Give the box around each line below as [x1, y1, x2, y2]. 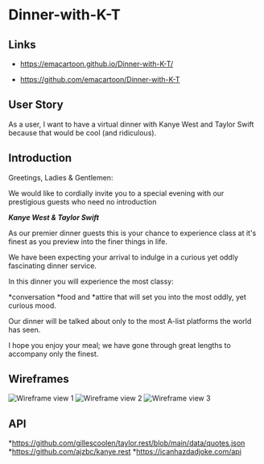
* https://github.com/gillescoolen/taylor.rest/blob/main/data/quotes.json [8, 438, 245, 448]
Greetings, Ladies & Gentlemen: [8, 172, 113, 182]
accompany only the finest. [8, 349, 99, 358]
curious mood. [8, 300, 56, 310]
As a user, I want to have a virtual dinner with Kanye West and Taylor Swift [8, 119, 254, 129]
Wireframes [8, 372, 70, 386]
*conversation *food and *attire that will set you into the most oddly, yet [8, 292, 247, 301]
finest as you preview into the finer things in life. [8, 236, 167, 246]
